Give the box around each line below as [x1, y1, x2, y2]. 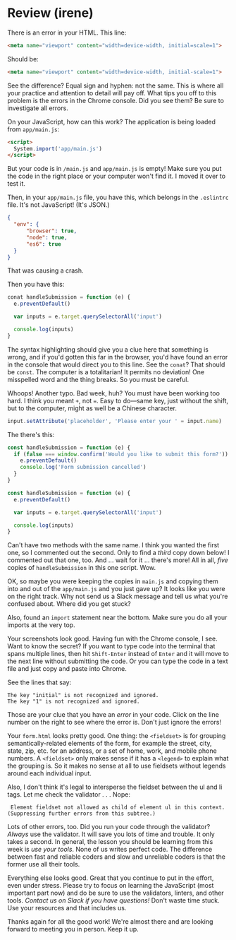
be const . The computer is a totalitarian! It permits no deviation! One [7, 367, 205, 376]
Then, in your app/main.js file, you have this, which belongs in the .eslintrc [7, 193, 229, 202]
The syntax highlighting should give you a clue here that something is [7, 345, 209, 354]
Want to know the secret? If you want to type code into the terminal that [7, 642, 216, 650]
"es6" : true [25, 240, 61, 248]
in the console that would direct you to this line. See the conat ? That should [7, 360, 225, 369]
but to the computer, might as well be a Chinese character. [7, 404, 178, 412]
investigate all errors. [7, 104, 68, 112]
